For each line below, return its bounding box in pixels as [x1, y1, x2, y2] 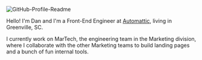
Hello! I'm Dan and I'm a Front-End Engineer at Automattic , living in [6, 17, 172, 24]
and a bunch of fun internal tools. [6, 48, 89, 55]
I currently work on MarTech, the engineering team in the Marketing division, [6, 35, 197, 42]
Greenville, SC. [6, 24, 43, 31]
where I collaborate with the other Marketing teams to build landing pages [6, 42, 190, 49]
